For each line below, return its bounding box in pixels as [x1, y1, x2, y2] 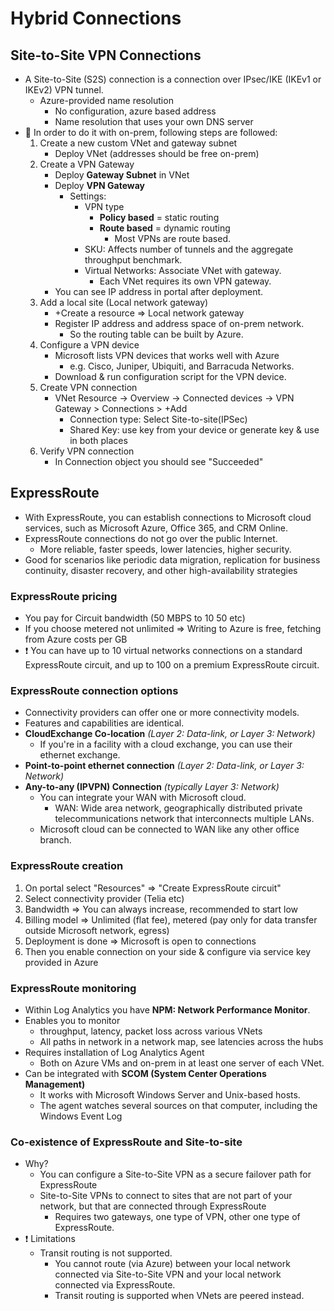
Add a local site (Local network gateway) [39, 297, 209, 308]
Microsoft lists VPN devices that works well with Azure [54, 350, 280, 361]
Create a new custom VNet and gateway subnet [39, 137, 238, 149]
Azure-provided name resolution [39, 95, 174, 106]
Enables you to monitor [24, 1015, 121, 1026]
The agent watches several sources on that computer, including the [39, 1100, 318, 1111]
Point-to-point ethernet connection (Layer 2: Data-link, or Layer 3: [24, 760, 305, 772]
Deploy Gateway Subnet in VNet [54, 169, 190, 181]
